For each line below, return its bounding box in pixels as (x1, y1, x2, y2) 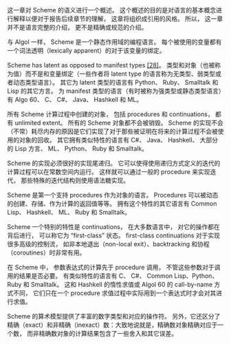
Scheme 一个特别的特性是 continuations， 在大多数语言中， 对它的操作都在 (7, 223, 220, 230)
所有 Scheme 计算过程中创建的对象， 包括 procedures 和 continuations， (7, 110, 214, 118)
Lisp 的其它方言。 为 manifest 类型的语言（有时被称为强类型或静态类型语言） (7, 87, 222, 95)
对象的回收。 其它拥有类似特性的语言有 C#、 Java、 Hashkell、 (19, 136, 199, 144)
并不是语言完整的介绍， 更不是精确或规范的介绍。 (7, 23, 148, 31)
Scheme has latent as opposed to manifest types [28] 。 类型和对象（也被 (7, 61, 215, 69)
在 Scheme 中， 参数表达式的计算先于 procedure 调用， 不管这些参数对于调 (7, 264, 221, 271)
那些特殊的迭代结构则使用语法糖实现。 (20, 176, 129, 184)
